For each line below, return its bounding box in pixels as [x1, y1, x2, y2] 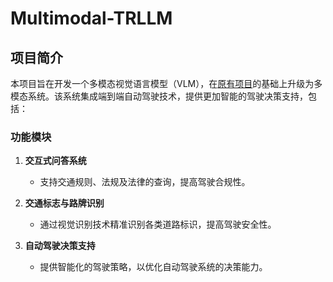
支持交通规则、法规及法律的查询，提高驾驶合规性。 [39, 176, 251, 188]
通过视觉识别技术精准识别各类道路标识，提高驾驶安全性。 [39, 218, 277, 231]
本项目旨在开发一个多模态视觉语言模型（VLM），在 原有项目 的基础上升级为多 [10, 78, 323, 89]
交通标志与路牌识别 [24, 197, 105, 209]
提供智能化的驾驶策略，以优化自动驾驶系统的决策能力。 [39, 261, 268, 273]
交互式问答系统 [24, 155, 87, 167]
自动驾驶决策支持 [24, 240, 96, 252]
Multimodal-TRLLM [10, 7, 173, 30]
